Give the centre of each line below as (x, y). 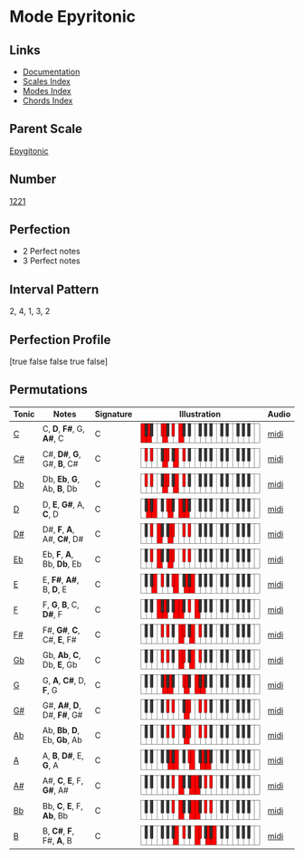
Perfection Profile (60, 340)
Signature (114, 415)
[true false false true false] (59, 362)
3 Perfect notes (52, 261)
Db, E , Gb (60, 665)
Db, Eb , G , (61, 479)
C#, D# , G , (62, 453)
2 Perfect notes (51, 252)
